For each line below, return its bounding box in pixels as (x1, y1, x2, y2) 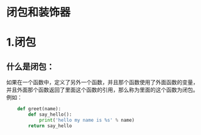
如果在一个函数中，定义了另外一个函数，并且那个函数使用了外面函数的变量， (6, 79, 199, 86)
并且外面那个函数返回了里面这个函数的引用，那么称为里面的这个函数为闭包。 (6, 86, 199, 94)
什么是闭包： (6, 61, 55, 71)
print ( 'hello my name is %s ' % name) (38, 117, 135, 123)
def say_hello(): (28, 111, 72, 118)
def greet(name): (17, 106, 62, 112)
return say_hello (28, 122, 72, 129)
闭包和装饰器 (6, 5, 71, 19)
